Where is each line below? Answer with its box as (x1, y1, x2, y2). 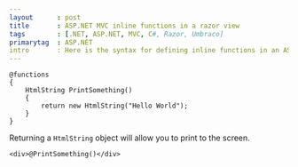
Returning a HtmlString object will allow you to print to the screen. (9, 132, 250, 143)
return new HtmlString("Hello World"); (41, 101, 189, 111)
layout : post (9, 12, 82, 22)
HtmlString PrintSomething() (25, 86, 133, 95)
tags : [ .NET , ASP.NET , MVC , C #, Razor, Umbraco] (9, 29, 224, 38)
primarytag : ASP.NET (9, 37, 93, 47)
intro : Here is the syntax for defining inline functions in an (9, 46, 279, 55)
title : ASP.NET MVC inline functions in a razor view (9, 21, 240, 30)
